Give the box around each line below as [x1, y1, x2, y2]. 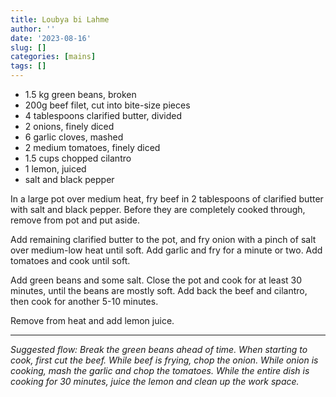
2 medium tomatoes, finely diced [24, 142, 161, 153]
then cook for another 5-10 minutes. [10, 296, 159, 307]
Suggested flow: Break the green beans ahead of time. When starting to [10, 344, 308, 355]
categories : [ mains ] [10, 52, 97, 62]
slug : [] [10, 42, 47, 53]
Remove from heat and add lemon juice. [10, 315, 175, 326]
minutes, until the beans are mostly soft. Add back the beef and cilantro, [10, 285, 308, 296]
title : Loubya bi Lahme [10, 14, 110, 25]
